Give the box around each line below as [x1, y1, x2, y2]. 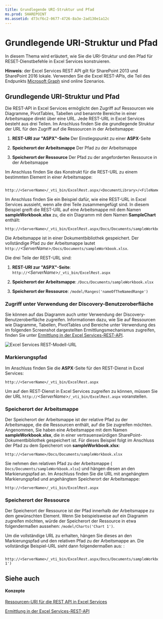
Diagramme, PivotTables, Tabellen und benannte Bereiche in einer [5, 111, 137, 116]
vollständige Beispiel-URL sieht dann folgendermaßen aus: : [5, 543, 125, 549]
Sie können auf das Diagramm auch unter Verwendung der [5, 311, 123, 317]
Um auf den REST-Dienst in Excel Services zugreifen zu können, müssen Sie [5, 388, 158, 394]
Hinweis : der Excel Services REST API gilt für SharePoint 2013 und [5, 68, 138, 74]
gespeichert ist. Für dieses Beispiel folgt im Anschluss [46, 437, 154, 444]
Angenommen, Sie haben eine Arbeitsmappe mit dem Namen [5, 427, 128, 433]
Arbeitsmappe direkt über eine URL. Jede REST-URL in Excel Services [5, 116, 145, 122]
